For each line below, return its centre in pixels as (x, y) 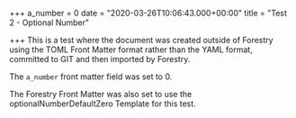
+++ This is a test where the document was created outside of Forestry (141, 40)
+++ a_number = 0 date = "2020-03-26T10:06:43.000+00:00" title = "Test (148, 13)
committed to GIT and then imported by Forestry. (100, 59)
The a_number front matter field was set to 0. (91, 77)
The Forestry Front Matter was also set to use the (101, 94)
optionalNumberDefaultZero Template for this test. (103, 104)
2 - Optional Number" (49, 23)
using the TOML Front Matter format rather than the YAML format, (131, 50)
